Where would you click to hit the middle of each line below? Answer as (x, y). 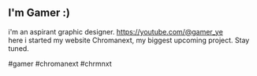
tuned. (19, 48)
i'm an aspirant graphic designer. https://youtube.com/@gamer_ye (115, 31)
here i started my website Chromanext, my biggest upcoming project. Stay (129, 40)
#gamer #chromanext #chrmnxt (60, 63)
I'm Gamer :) (39, 13)
